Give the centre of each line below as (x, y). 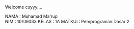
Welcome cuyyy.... (24, 7)
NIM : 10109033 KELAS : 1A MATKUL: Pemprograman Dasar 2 (67, 22)
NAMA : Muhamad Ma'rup (31, 16)
